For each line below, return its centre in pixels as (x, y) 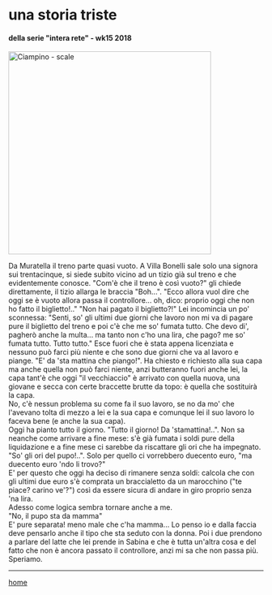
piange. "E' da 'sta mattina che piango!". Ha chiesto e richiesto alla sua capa (136, 361)
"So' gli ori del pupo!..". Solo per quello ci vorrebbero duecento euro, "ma (130, 455)
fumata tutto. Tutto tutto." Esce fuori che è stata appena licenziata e (121, 343)
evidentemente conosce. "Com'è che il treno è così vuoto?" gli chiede (125, 283)
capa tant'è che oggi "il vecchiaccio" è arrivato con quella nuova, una (124, 378)
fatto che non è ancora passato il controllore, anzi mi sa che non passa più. (134, 550)
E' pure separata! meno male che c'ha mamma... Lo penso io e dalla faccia (132, 524)
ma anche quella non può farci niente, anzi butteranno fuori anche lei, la (128, 369)
